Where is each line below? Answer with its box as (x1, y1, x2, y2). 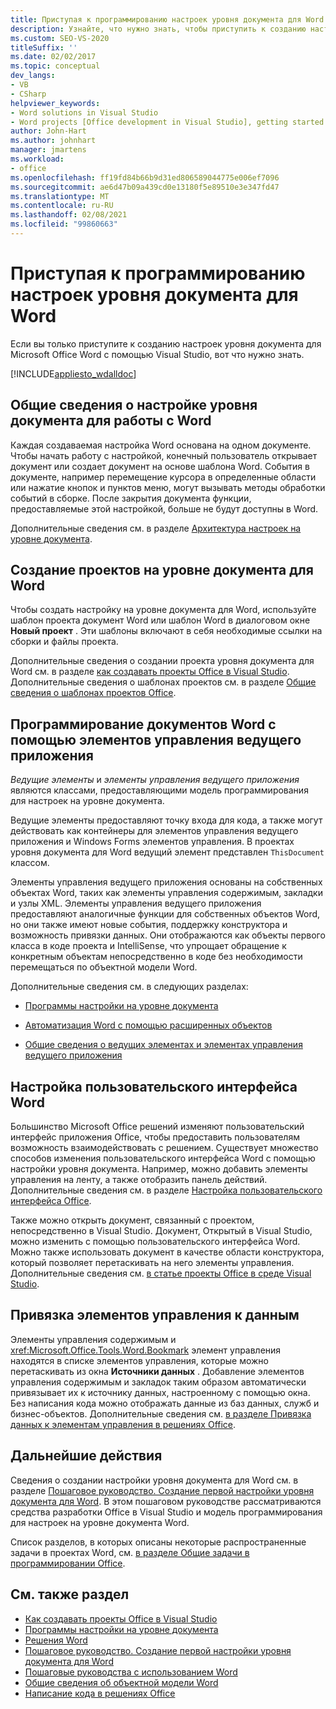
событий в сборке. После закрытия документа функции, (10, 492, 252, 504)
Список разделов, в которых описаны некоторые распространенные (10, 1536, 307, 1548)
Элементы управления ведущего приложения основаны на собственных (10, 876, 323, 888)
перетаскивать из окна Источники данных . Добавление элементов (10, 1365, 305, 1377)
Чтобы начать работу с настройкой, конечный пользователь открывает (10, 449, 318, 461)
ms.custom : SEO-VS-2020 (10, 33, 110, 43)
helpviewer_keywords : (10, 98, 101, 108)
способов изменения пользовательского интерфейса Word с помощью (10, 1152, 316, 1165)
